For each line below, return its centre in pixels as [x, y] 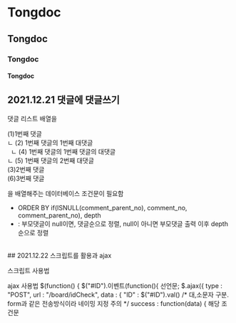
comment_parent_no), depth [59, 215]
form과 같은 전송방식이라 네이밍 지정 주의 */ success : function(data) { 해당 [114, 303]
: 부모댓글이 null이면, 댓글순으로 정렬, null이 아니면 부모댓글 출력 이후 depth [123, 224]
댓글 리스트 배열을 [32, 118]
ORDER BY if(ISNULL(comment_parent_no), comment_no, [102, 207]
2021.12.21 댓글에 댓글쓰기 [63, 100]
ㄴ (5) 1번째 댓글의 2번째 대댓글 [51, 160]
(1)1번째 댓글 [25, 133]
